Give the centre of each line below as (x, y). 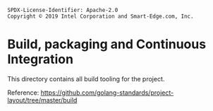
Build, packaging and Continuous (107, 44)
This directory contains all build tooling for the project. (86, 78)
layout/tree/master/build (42, 100)
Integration (41, 59)
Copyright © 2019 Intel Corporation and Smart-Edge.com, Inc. (101, 16)
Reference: (23, 93)
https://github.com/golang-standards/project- (107, 93)
